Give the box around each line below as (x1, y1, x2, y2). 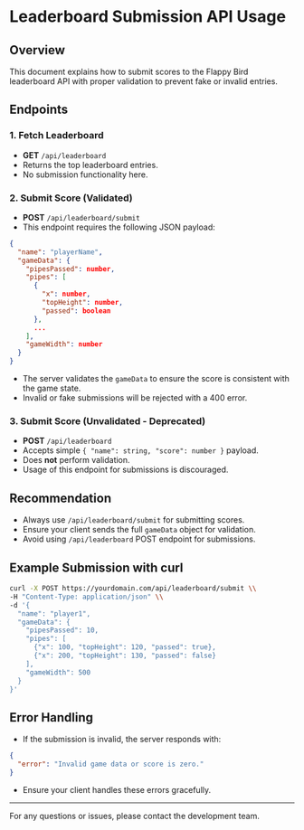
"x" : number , (42, 289, 91, 299)
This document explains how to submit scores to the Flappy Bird (9, 66, 249, 77)
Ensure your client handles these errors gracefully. (22, 784, 212, 795)
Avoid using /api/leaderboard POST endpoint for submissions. (22, 533, 256, 544)
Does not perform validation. (22, 455, 130, 466)
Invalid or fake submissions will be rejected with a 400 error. (22, 392, 248, 403)
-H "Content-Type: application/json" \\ (9, 592, 165, 601)
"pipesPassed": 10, (25, 626, 100, 635)
